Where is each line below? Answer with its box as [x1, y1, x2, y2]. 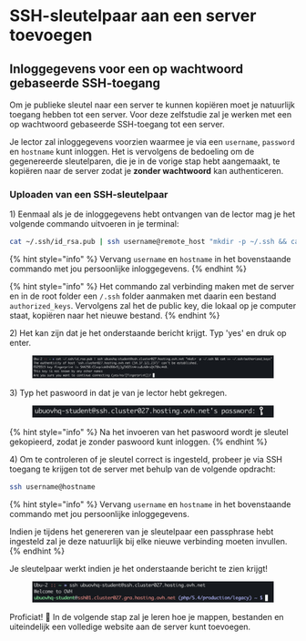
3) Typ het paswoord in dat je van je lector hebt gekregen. [9, 388, 228, 399]
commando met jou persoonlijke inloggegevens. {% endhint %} [9, 263, 248, 274]
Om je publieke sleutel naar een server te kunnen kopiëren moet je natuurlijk [9, 99, 296, 110]
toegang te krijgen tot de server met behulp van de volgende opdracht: [9, 463, 276, 474]
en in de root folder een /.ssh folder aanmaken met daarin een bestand [9, 290, 277, 301]
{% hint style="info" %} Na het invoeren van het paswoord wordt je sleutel [9, 427, 289, 438]
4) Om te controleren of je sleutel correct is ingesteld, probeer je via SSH [9, 454, 283, 465]
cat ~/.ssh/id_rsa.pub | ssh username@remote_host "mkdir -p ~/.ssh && [9, 238, 287, 247]
